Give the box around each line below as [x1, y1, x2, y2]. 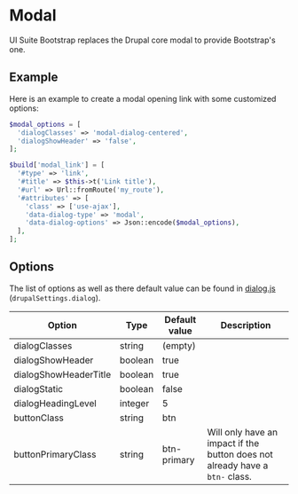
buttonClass [13, 412, 65, 424]
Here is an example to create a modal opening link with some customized [9, 93, 277, 104]
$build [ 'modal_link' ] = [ [9, 161, 105, 169]
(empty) [162, 339, 197, 351]
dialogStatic [13, 382, 64, 395]
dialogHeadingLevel [13, 396, 98, 409]
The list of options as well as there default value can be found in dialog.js [9, 283, 277, 294]
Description [220, 318, 271, 331]
